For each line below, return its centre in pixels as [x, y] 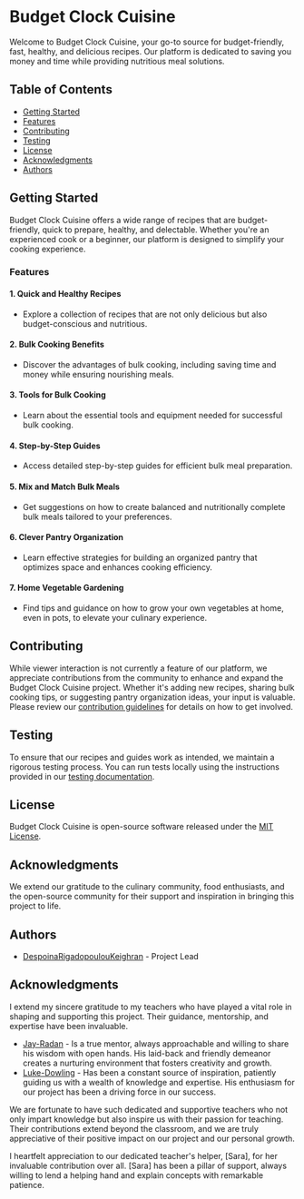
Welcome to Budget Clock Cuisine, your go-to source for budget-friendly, [147, 42]
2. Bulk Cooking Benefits [57, 344]
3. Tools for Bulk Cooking [58, 395]
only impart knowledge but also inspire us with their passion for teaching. [147, 1119]
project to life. [35, 906]
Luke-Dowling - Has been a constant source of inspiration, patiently [149, 1072]
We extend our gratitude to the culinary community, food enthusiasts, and [147, 887]
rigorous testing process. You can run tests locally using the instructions [144, 767]
